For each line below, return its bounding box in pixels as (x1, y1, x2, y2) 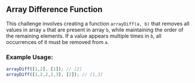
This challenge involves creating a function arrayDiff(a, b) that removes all (6, 20, 190, 27)
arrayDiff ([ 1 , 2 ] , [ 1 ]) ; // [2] (6, 66, 82, 72)
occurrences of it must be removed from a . (6, 38, 109, 45)
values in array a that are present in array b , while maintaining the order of (6, 26, 184, 33)
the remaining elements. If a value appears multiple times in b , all (6, 32, 162, 39)
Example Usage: (6, 53, 54, 61)
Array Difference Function (6, 5, 103, 15)
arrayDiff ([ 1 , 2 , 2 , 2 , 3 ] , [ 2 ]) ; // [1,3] (6, 71, 103, 77)
